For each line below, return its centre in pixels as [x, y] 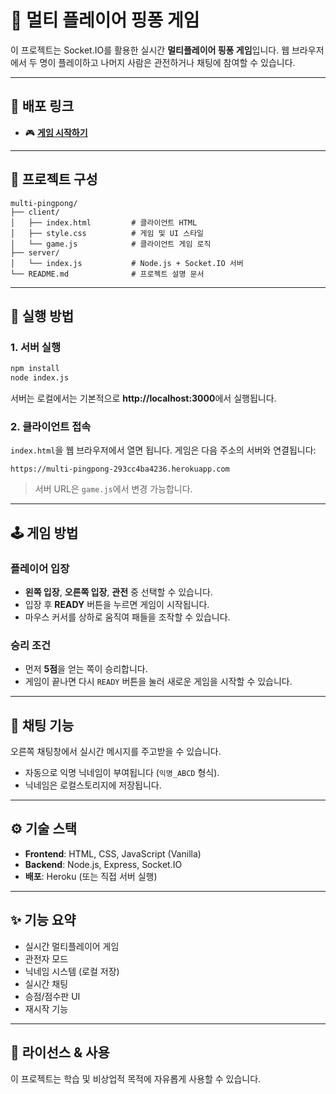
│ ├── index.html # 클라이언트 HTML [104, 222]
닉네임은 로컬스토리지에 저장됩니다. [93, 785]
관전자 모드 [46, 958]
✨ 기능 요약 [43, 920]
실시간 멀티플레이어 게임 [72, 946]
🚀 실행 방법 [42, 316]
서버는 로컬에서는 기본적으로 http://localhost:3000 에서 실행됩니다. [143, 398]
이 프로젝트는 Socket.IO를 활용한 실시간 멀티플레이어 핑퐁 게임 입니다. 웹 [150, 50]
